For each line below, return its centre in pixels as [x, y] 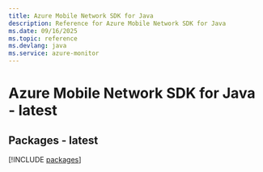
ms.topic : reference [43, 38]
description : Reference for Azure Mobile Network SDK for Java [117, 23]
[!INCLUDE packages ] [45, 159]
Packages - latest [53, 140]
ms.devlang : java [38, 46]
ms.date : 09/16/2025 [43, 31]
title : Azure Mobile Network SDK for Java [81, 16]
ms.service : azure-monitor [54, 53]
